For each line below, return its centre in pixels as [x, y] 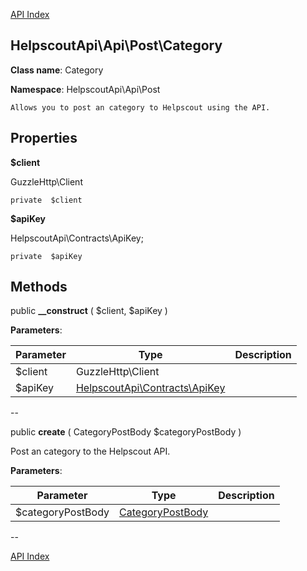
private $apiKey [46, 256]
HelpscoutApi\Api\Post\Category [116, 45]
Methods [39, 287]
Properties [44, 138]
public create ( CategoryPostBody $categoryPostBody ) [126, 432]
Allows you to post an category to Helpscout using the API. [140, 107]
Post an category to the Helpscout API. [90, 451]
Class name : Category [57, 70]
